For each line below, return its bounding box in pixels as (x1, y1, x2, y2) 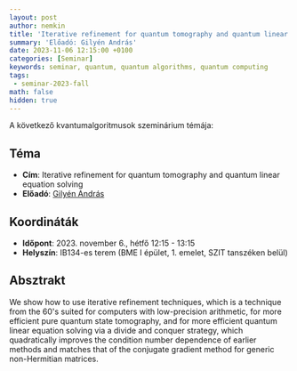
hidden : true (9, 95, 58, 105)
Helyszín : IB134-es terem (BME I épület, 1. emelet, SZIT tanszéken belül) (21, 247, 289, 258)
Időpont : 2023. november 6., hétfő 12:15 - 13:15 (21, 238, 196, 248)
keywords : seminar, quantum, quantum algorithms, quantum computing (9, 63, 269, 72)
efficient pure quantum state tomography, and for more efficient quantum (9, 315, 277, 326)
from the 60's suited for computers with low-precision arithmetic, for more (9, 306, 282, 317)
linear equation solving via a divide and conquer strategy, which (9, 325, 244, 335)
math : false (9, 87, 53, 96)
